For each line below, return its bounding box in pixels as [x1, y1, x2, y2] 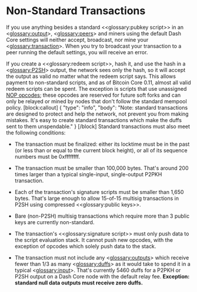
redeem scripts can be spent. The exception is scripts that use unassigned [6, 85, 187, 92]
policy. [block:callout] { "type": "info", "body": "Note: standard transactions [6, 104, 188, 111]
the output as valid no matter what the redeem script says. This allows [6, 73, 176, 80]
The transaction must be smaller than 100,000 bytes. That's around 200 [14, 164, 189, 172]
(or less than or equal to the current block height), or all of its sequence [14, 146, 188, 154]
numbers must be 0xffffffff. [14, 153, 81, 160]
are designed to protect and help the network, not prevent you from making [6, 110, 189, 117]
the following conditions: [6, 129, 66, 136]
